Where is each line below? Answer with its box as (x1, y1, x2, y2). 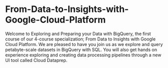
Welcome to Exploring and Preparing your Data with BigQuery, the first (5, 30, 151, 36)
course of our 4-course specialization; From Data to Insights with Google (5, 36, 156, 42)
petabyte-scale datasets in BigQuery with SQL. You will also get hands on (5, 46, 157, 52)
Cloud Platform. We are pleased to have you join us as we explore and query (5, 41, 163, 47)
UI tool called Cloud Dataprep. (5, 57, 68, 63)
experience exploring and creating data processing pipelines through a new (5, 51, 161, 58)
